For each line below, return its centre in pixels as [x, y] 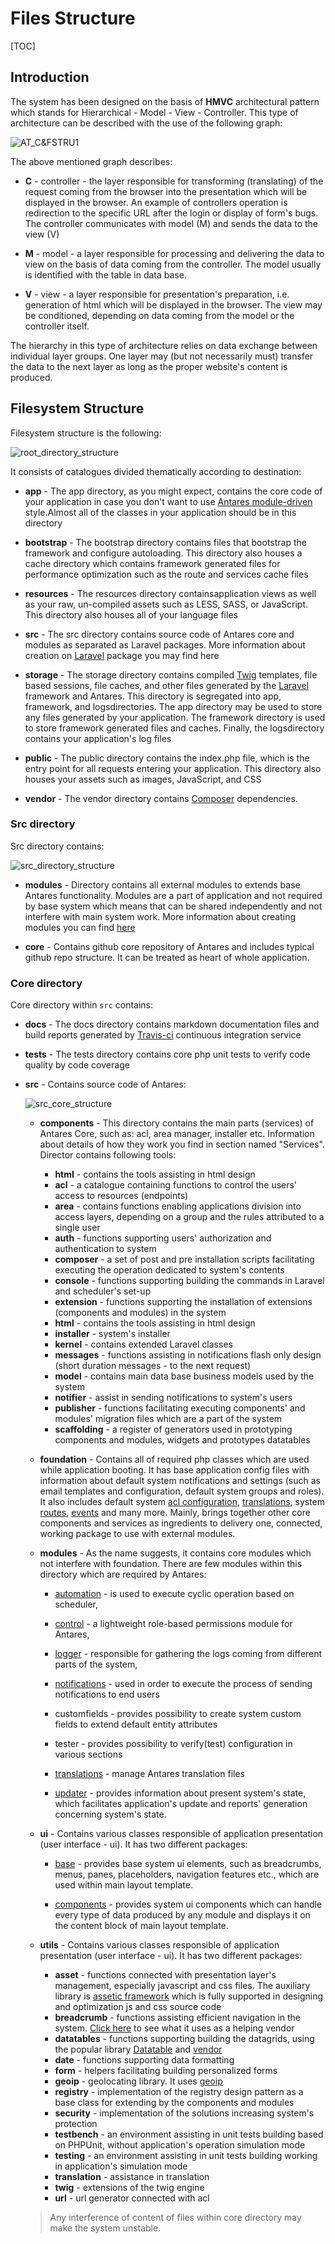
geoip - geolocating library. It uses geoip [138, 2081]
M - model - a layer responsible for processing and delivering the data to [174, 253]
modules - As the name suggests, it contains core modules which [175, 1553]
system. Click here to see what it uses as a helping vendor [174, 2028]
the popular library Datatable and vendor [138, 2049]
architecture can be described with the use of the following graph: [146, 123]
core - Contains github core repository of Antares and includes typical [169, 946]
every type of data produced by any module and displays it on [182, 1915]
